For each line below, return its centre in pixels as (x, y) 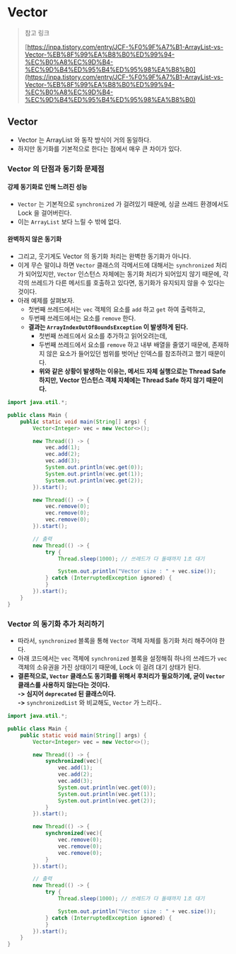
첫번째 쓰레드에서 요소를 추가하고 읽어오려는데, (103, 336)
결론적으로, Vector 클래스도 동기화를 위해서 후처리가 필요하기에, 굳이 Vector (121, 676)
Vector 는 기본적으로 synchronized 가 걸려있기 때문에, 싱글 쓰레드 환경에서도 (123, 204)
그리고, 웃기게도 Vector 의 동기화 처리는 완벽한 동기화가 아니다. (104, 256)
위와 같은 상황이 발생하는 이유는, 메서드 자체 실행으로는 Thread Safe (132, 372)
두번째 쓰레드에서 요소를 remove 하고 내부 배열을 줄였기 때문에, (124, 345)
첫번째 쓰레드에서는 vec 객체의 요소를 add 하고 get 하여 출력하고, (117, 309)
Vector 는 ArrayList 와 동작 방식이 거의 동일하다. (84, 139)
